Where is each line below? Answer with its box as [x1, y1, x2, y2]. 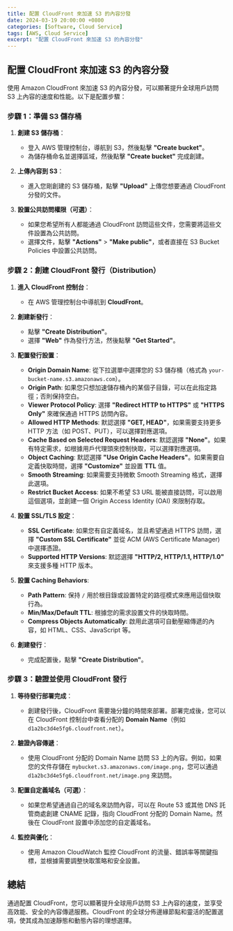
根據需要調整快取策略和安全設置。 [46, 856, 144, 865]
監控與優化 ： [17, 833, 54, 841]
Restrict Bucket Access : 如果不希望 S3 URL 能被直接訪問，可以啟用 [27, 488, 223, 496]
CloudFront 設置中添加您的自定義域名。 [41, 818, 155, 826]
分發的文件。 [27, 191, 65, 199]
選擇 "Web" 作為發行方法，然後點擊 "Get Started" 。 [27, 336, 179, 344]
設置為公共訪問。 [33, 229, 83, 237]
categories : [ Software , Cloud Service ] [7, 23, 123, 30]
